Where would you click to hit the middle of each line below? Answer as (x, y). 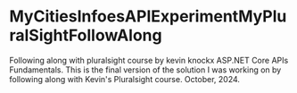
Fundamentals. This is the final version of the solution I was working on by (145, 70)
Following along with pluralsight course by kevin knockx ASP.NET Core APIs (149, 60)
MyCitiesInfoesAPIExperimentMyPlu (148, 17)
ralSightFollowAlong (86, 35)
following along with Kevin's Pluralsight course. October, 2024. (125, 79)
